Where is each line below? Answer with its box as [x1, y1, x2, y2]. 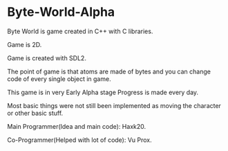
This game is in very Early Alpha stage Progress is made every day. [7, 88, 199, 96]
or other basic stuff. [7, 109, 64, 117]
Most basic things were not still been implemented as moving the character [7, 101, 221, 109]
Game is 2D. [7, 40, 42, 48]
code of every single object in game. [7, 74, 112, 83]
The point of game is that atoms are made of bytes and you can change [7, 67, 211, 75]
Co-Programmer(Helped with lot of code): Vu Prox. [7, 136, 152, 144]
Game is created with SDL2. [7, 53, 86, 62]
